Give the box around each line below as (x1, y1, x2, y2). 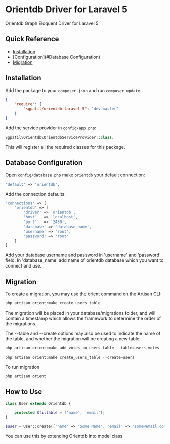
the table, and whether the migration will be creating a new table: (5, 335, 141, 342)
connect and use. (5, 263, 42, 269)
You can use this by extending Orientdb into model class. (5, 433, 124, 439)
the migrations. (5, 320, 37, 327)
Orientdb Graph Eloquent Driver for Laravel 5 (5, 20, 99, 26)
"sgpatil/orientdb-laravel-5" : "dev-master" (23, 106, 119, 112)
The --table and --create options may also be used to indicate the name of (5, 330, 161, 336)
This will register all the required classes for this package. (5, 144, 125, 150)
